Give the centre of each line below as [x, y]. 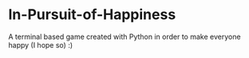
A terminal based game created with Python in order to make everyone [125, 37]
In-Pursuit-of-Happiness [92, 15]
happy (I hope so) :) [41, 44]
